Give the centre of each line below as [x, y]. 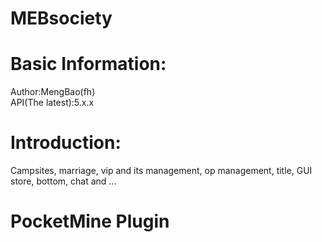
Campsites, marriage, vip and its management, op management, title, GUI [161, 171]
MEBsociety [61, 18]
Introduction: [66, 143]
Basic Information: [88, 64]
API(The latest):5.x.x [52, 103]
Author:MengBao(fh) [53, 92]
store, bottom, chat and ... [63, 181]
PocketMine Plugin [90, 221]
